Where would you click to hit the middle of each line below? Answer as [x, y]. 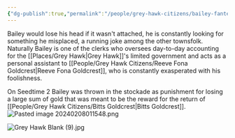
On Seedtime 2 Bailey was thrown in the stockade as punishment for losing [115, 91]
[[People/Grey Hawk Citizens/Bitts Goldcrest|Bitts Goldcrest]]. [97, 106]
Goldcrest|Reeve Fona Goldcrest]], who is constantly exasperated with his [114, 70]
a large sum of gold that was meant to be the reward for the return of [107, 99]
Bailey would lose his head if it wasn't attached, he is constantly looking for [115, 33]
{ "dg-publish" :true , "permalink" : [56, 14]
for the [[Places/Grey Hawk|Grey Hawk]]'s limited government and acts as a [117, 56]
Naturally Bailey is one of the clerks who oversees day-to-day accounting [113, 48]
